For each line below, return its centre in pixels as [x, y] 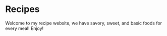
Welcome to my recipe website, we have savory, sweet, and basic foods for [84, 23]
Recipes [22, 9]
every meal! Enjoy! [24, 28]
